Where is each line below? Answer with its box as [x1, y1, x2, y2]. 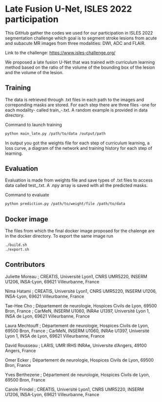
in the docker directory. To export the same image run [5, 233, 114, 239]
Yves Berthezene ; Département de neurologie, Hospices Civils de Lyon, [5, 372, 150, 378]
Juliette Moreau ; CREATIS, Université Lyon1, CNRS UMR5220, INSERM [5, 273, 147, 279]
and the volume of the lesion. [5, 69, 64, 75]
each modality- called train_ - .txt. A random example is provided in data [5, 107, 148, 113]
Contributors [5, 261, 45, 269]
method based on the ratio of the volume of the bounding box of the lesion [5, 64, 155, 70]
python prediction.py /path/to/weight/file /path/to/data [5, 201, 125, 206]
